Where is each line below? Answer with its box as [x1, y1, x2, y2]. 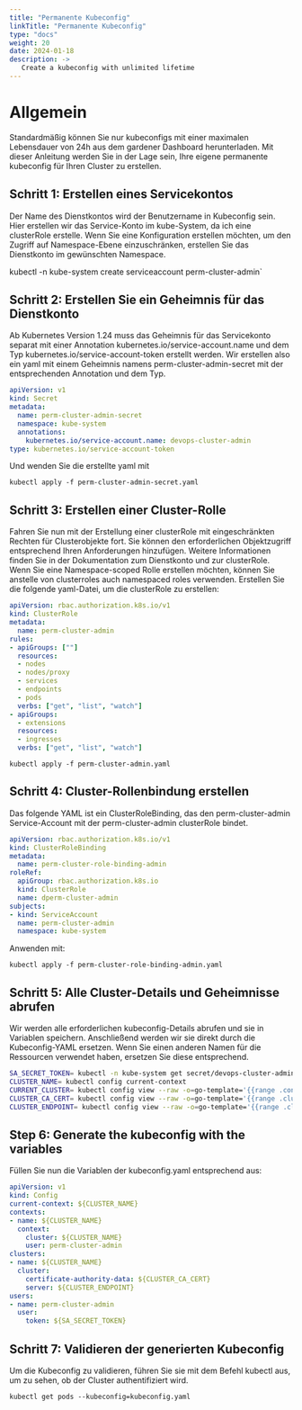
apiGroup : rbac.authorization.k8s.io [17, 876, 159, 886]
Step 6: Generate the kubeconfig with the [9, 1127, 245, 1143]
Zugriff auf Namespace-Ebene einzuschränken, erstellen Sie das [9, 239, 249, 250]
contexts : [9, 1208, 47, 1217]
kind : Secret [9, 394, 58, 403]
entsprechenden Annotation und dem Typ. [9, 368, 166, 379]
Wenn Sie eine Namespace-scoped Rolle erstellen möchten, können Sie [9, 564, 276, 576]
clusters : [9, 1250, 47, 1259]
